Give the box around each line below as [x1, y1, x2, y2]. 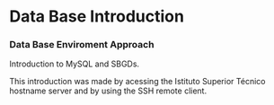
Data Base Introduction [9, 6, 184, 27]
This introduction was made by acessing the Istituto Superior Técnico [9, 76, 266, 87]
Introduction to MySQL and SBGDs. [9, 58, 140, 69]
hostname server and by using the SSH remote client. [9, 85, 208, 96]
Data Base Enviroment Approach [9, 39, 155, 51]
